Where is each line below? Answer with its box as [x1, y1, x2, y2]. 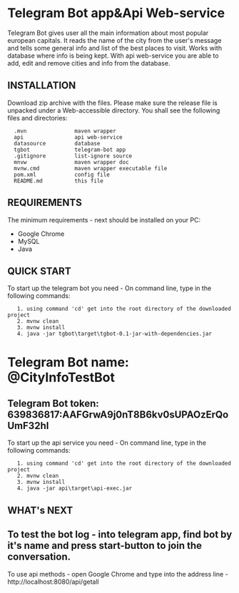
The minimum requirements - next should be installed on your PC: [7, 215, 201, 224]
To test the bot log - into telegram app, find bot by [7, 529, 233, 541]
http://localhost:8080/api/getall [7, 577, 99, 586]
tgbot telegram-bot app [14, 146, 126, 153]
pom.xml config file [14, 171, 111, 178]
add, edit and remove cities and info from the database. [7, 58, 171, 67]
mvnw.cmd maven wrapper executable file [14, 165, 168, 172]
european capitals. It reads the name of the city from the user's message [7, 36, 222, 44]
